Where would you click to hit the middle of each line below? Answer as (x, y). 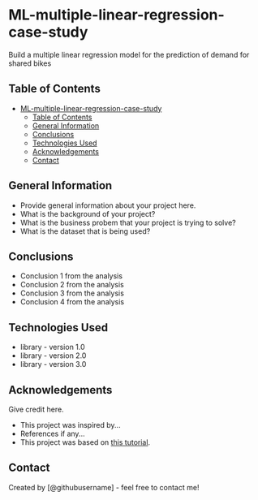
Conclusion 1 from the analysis (71, 276)
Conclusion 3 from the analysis (72, 293)
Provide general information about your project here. (108, 205)
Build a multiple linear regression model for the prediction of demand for (129, 54)
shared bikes (30, 63)
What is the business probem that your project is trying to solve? (128, 222)
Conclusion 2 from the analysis (72, 285)
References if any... (52, 433)
